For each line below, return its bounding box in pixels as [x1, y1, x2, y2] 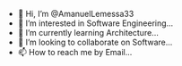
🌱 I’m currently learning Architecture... [17, 28, 159, 37]
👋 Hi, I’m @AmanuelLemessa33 [17, 9, 134, 19]
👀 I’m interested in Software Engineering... [17, 18, 174, 29]
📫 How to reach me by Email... [17, 47, 133, 57]
